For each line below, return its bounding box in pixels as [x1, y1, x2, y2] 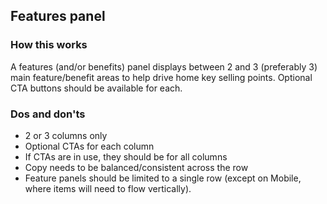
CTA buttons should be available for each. [10, 82, 183, 94]
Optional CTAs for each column [24, 140, 155, 152]
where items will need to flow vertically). [24, 182, 192, 194]
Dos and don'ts [10, 107, 86, 121]
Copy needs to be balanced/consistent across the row [24, 161, 249, 173]
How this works [10, 38, 88, 52]
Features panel [10, 8, 106, 25]
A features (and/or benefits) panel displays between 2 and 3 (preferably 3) [10, 60, 318, 73]
